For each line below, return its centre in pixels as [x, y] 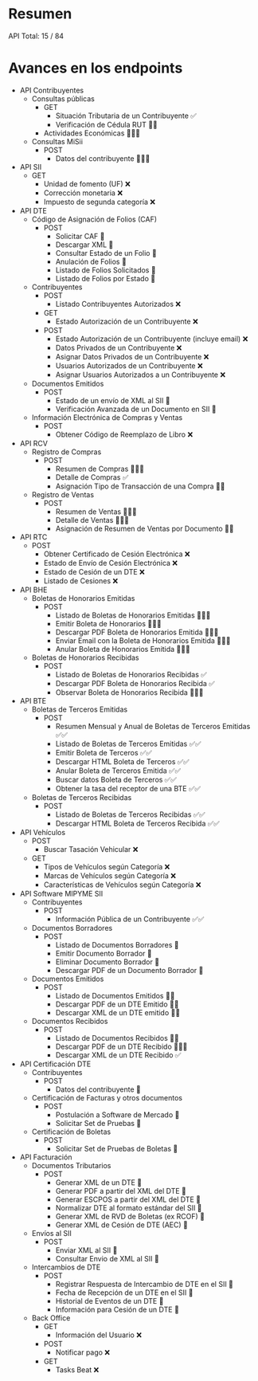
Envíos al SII [51, 1233]
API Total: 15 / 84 [36, 36]
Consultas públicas [63, 98]
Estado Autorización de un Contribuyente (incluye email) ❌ [152, 339]
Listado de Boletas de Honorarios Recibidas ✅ [131, 674]
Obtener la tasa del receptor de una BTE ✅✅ [128, 788]
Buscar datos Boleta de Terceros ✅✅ [116, 779]
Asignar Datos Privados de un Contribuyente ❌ [132, 356]
